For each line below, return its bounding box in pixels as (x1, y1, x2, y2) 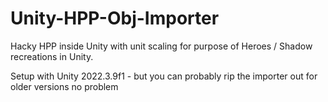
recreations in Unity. (10, 50, 94, 62)
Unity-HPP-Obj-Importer (10, 7, 220, 30)
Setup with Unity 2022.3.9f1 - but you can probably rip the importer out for (10, 70, 318, 82)
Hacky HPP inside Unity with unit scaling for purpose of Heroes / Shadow (10, 40, 313, 52)
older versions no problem (10, 80, 119, 92)
